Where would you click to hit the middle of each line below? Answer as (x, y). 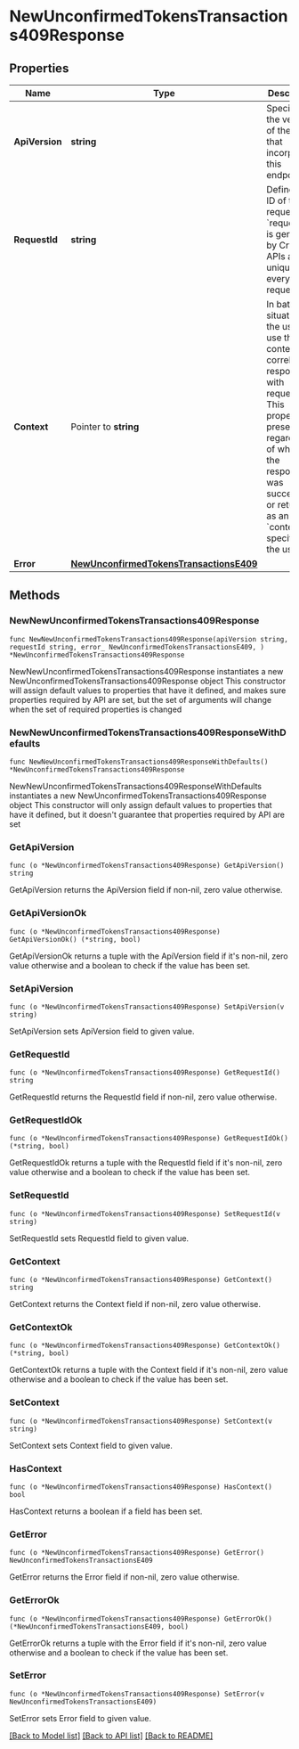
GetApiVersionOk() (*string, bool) (75, 939)
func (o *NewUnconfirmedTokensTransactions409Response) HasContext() (141, 1487)
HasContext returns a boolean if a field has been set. (106, 1511)
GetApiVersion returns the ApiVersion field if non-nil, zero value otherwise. (146, 890)
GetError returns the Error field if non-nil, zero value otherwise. (125, 1577)
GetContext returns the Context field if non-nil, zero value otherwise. (135, 1304)
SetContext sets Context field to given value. (91, 1445)
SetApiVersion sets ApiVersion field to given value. (102, 1031)
